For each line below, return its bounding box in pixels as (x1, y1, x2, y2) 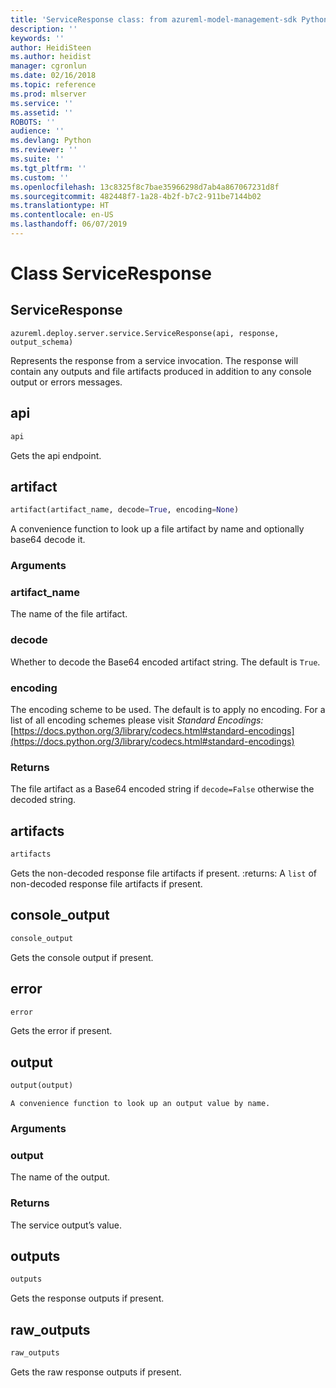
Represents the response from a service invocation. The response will (10, 354, 299, 366)
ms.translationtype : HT (10, 201, 110, 211)
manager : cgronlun (10, 61, 87, 71)
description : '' (10, 24, 78, 34)
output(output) (10, 1081, 74, 1091)
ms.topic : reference (10, 80, 97, 90)
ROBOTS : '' (10, 117, 56, 127)
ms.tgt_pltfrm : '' (10, 163, 87, 173)
